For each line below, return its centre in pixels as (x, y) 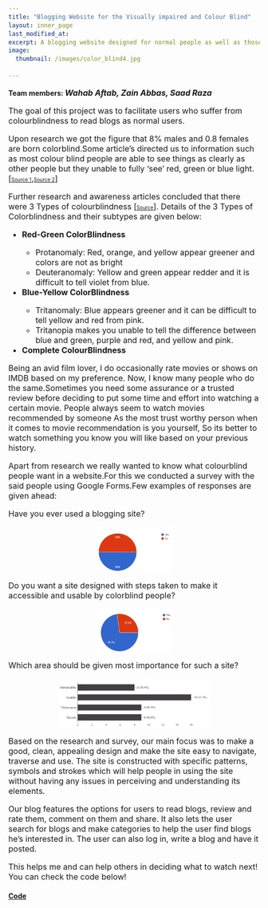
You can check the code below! (67, 877)
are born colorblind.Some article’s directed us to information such (131, 148)
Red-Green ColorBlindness (74, 234)
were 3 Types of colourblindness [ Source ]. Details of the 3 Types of (131, 206)
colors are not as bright (79, 262)
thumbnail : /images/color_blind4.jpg (78, 59)
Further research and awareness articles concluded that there (124, 196)
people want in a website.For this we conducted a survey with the (132, 476)
